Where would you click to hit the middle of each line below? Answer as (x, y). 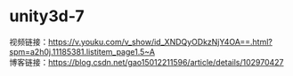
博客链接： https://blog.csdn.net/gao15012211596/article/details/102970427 (146, 62)
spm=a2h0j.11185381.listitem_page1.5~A (82, 51)
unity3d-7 (47, 16)
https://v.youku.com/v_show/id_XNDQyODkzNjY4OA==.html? (161, 42)
